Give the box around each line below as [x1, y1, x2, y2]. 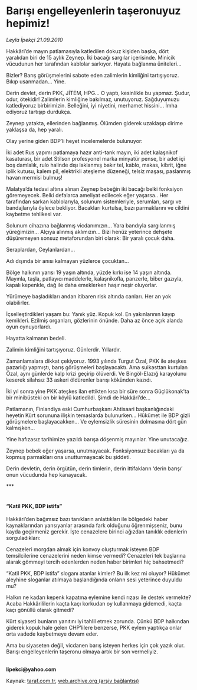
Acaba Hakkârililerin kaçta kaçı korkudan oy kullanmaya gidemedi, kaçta [6, 600, 182, 607]
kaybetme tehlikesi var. [6, 210, 62, 217]
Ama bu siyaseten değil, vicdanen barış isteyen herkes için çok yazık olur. [6, 642, 185, 649]
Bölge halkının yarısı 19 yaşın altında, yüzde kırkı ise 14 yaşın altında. [6, 269, 172, 276]
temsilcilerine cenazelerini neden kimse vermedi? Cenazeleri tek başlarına [6, 552, 186, 559]
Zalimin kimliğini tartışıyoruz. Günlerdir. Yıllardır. [6, 346, 122, 353]
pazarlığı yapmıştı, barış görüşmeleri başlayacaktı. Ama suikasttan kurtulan [6, 363, 188, 370]
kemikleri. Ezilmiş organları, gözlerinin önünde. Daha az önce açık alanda [6, 317, 183, 324]
